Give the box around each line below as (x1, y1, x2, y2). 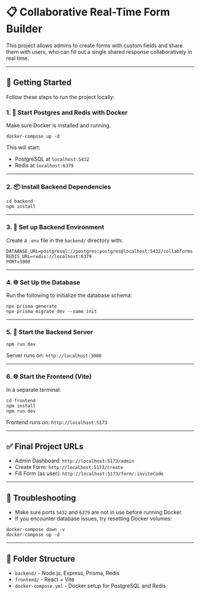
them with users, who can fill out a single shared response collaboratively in (6, 48, 192, 55)
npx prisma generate (6, 303, 58, 309)
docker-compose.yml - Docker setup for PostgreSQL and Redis (14, 582, 166, 589)
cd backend (6, 198, 33, 204)
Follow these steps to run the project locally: (6, 93, 115, 100)
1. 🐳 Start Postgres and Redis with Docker (6, 108, 128, 116)
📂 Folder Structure (6, 554, 76, 564)
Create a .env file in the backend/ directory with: (6, 237, 123, 244)
